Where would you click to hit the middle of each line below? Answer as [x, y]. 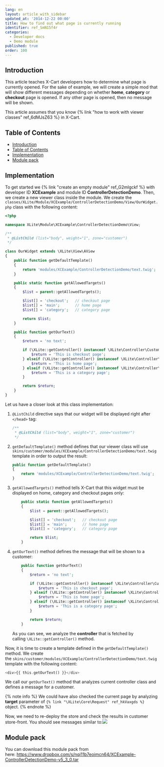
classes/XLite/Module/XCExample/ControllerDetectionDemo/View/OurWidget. [82, 202]
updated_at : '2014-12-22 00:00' [38, 19]
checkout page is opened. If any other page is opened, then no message [79, 98]
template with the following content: [41, 663]
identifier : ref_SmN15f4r [31, 28]
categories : [17, 32]
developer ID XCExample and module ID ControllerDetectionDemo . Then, [80, 192]
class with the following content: [45, 207]
